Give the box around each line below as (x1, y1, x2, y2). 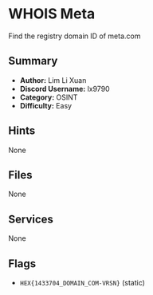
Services (8, 212, 54, 226)
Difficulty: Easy (19, 100, 73, 110)
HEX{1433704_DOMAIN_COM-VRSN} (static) (19, 278, 146, 287)
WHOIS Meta (8, 5, 96, 23)
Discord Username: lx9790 (19, 84, 110, 93)
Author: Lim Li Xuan (19, 75, 87, 85)
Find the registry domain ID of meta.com (8, 31, 141, 41)
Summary (8, 54, 58, 68)
